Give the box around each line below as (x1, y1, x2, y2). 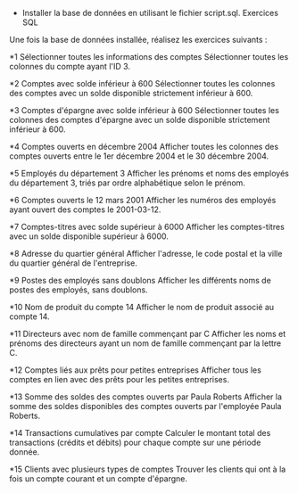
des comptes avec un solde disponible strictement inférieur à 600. (9, 88, 253, 98)
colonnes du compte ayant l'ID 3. (9, 62, 131, 71)
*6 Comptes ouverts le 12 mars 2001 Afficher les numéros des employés (9, 195, 277, 205)
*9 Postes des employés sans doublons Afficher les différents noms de (9, 275, 272, 285)
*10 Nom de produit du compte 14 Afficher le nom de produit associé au (9, 302, 275, 312)
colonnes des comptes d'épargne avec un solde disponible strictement (9, 115, 270, 125)
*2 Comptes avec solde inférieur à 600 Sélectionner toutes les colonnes (9, 78, 276, 88)
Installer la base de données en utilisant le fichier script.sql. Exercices (21, 8, 279, 18)
